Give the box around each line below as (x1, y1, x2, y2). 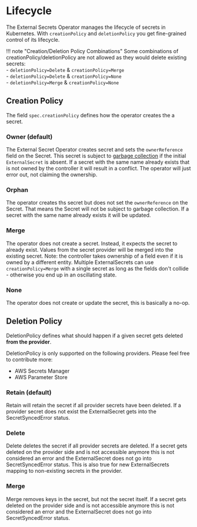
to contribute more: (6, 355, 53, 363)
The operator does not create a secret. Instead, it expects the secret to (6, 240, 178, 247)
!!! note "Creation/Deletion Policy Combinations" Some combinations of (6, 47, 179, 54)
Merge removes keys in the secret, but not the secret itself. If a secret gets (6, 495, 186, 502)
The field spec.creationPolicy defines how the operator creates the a (6, 111, 175, 118)
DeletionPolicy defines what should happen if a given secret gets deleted (6, 332, 183, 339)
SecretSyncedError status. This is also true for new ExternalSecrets (6, 461, 169, 468)
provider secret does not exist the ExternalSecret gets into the (6, 408, 157, 415)
